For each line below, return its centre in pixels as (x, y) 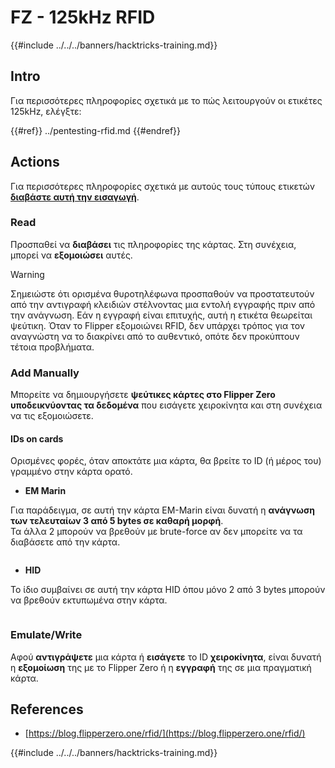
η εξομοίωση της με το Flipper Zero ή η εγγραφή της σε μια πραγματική (161, 667)
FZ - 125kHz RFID (83, 17)
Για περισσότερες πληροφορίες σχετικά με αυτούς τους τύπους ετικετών (163, 186)
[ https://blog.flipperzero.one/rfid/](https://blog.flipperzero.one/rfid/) (165, 733)
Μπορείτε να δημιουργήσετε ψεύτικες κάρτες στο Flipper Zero (143, 395)
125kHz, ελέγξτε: (46, 111)
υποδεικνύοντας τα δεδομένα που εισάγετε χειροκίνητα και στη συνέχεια (166, 405)
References (47, 709)
